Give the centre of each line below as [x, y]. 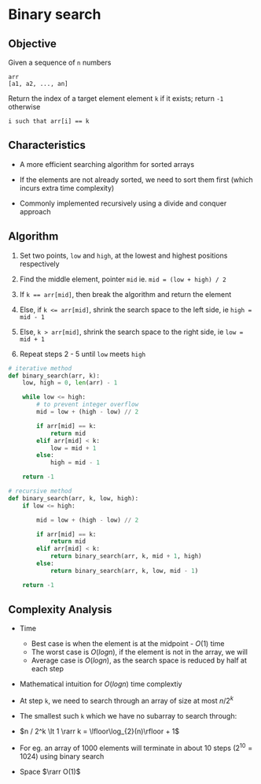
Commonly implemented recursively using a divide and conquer [123, 203]
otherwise [24, 107]
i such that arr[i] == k [49, 121]
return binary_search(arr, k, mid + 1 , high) [126, 556]
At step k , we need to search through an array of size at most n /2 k [127, 700]
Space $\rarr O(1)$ [50, 771]
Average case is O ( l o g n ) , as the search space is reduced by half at [139, 660]
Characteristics [47, 145]
